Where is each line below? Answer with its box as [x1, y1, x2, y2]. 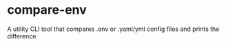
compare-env [7, 2, 88, 18]
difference [7, 32, 37, 40]
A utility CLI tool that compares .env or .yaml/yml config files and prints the [7, 25, 220, 33]
